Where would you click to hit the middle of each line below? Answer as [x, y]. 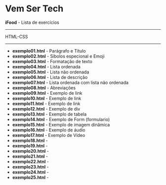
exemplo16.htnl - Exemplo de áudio [49, 130]
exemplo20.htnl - [31, 151]
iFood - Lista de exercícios [32, 22]
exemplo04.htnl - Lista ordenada [46, 66]
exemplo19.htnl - [30, 146]
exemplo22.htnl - [31, 161]
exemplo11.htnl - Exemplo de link [46, 103]
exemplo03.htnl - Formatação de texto [52, 61]
